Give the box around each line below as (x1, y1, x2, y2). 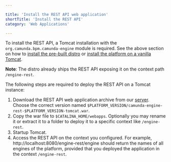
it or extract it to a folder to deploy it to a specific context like (12, 119, 141, 125)
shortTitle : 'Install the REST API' (5, 16, 83, 22)
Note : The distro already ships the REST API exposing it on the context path (5, 66, 165, 72)
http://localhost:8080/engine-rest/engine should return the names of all (12, 140, 164, 146)
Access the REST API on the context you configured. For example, (12, 135, 152, 141)
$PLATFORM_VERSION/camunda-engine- (87, 103, 163, 108)
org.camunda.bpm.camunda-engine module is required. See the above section (5, 45, 164, 52)
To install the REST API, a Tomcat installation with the (5, 40, 117, 46)
